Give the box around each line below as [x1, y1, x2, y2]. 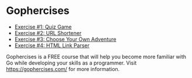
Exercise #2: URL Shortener [14, 29, 82, 36]
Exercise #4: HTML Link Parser [14, 42, 90, 49]
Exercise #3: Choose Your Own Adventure [14, 36, 116, 42]
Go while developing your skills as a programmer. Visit [6, 59, 137, 66]
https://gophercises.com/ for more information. [6, 65, 120, 72]
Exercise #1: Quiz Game [14, 23, 72, 30]
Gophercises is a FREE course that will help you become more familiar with [6, 53, 186, 60]
